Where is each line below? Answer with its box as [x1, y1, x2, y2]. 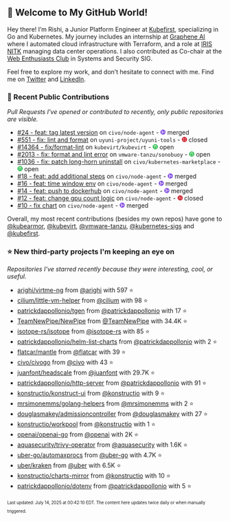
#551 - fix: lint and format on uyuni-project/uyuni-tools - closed [16, 135, 208, 144]
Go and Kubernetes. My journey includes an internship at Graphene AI [7, 32, 206, 41]
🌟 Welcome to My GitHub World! [7, 7, 148, 19]
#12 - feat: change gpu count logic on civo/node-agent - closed [16, 194, 204, 203]
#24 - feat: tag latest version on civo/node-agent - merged [16, 129, 190, 137]
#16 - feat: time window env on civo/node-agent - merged [16, 179, 187, 188]
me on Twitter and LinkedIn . [7, 75, 86, 83]
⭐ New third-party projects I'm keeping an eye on [7, 247, 175, 256]
